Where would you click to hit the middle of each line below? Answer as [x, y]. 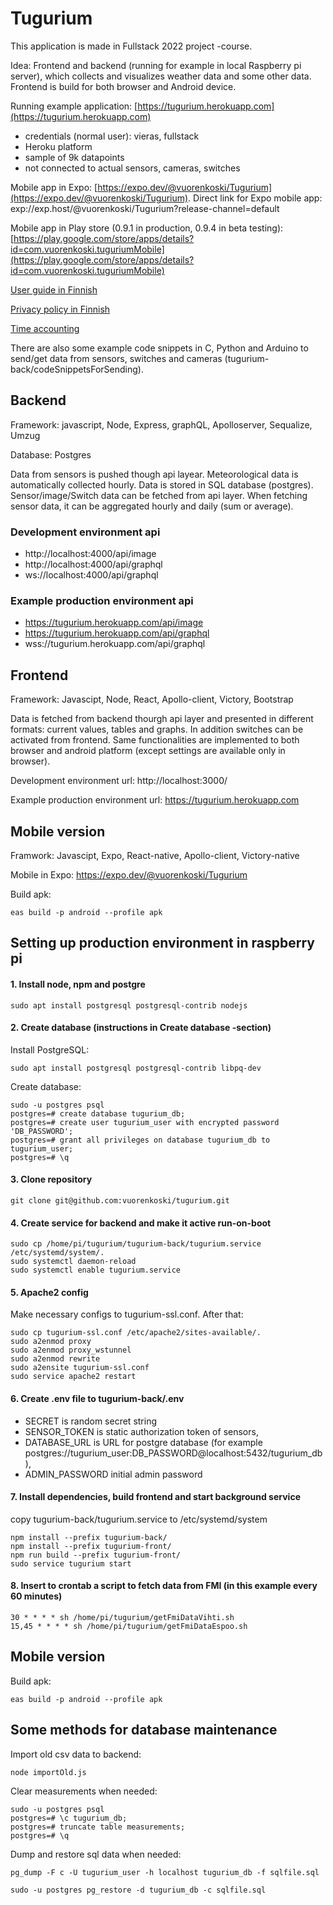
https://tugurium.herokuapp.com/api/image [114, 623]
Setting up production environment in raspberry [162, 943]
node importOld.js [48, 1772]
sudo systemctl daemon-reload [73, 1262]
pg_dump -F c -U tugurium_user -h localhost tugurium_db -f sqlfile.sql [165, 1872]
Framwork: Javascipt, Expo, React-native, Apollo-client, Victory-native [155, 855]
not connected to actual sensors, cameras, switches [132, 168]
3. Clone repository [51, 1179]
